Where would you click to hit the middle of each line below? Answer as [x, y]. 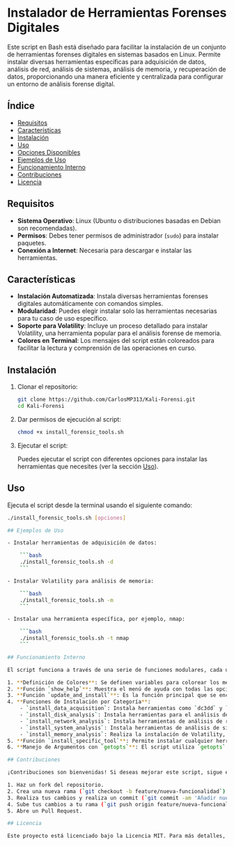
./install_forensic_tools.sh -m [67, 600]
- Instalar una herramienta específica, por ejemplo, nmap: [96, 619]
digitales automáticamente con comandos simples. [90, 304]
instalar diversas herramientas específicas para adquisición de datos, [107, 61]
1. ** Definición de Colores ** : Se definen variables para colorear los [113, 682]
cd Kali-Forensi [41, 406]
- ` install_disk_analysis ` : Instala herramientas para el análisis [119, 715]
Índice [21, 106]
